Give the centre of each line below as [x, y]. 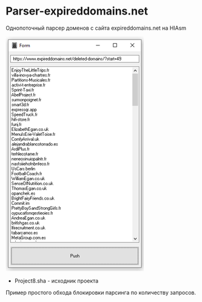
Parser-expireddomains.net [77, 11]
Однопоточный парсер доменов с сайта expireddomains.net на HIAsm [96, 28]
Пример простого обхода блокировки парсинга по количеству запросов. [101, 292]
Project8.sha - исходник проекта [56, 281]
